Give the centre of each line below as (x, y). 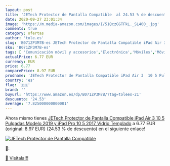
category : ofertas (25, 33)
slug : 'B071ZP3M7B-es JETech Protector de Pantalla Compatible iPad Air (83, 43)
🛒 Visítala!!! (17, 158)
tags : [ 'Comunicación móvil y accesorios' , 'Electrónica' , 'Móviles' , (80, 52)
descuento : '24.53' (26, 99)
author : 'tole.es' (25, 38)
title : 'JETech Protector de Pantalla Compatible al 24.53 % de (75, 15)
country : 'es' (20, 80)
